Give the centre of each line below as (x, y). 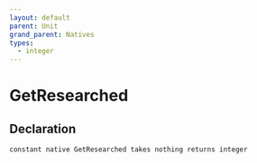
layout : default (40, 18)
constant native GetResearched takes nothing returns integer (128, 149)
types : (22, 43)
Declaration (43, 128)
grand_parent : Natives (52, 34)
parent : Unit (34, 26)
